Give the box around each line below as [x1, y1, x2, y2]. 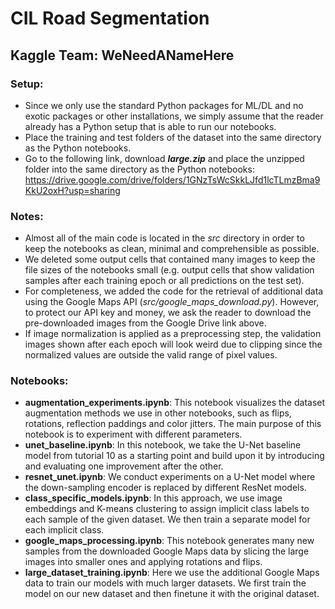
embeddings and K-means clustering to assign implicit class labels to [24, 503, 310, 515]
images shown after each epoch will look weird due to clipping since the [24, 338, 323, 351]
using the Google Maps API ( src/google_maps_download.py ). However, [24, 296, 320, 308]
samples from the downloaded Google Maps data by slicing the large [24, 545, 310, 557]
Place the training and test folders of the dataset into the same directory [24, 131, 322, 143]
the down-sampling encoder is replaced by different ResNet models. [24, 482, 307, 494]
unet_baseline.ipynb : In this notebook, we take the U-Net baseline [24, 439, 302, 451]
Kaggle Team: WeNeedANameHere [10, 47, 235, 64]
